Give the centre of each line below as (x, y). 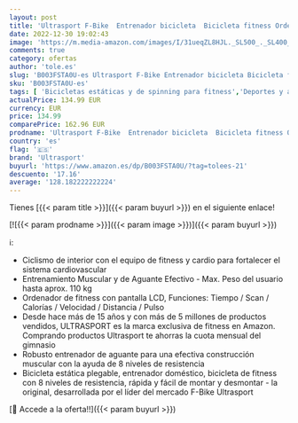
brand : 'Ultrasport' (47, 157)
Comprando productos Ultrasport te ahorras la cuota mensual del (141, 336)
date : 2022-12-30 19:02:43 (59, 34)
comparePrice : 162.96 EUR (57, 125)
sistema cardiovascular (64, 270)
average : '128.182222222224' (63, 183)
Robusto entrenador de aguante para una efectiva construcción (138, 355)
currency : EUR (35, 108)
